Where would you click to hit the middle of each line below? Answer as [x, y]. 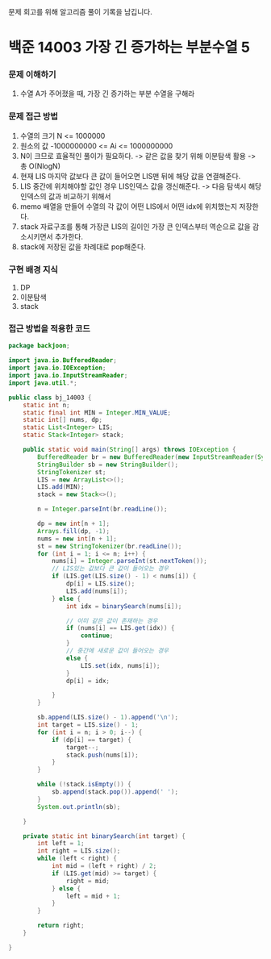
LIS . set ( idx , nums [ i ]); [120, 665]
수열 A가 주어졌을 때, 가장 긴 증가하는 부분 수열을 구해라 [107, 94]
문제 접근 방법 [33, 117]
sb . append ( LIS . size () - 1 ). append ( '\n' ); [108, 717]
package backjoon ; [39, 346]
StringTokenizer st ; [72, 472]
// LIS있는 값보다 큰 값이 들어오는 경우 [110, 569]
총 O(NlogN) [40, 166]
